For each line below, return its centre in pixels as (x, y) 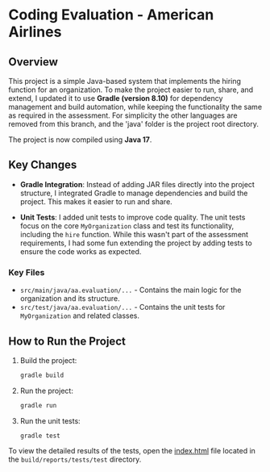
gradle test (40, 436)
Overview (33, 62)
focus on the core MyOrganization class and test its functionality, (127, 226)
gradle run (38, 405)
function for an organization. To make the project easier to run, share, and (131, 90)
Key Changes (43, 165)
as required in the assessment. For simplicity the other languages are (123, 115)
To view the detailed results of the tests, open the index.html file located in (132, 450)
